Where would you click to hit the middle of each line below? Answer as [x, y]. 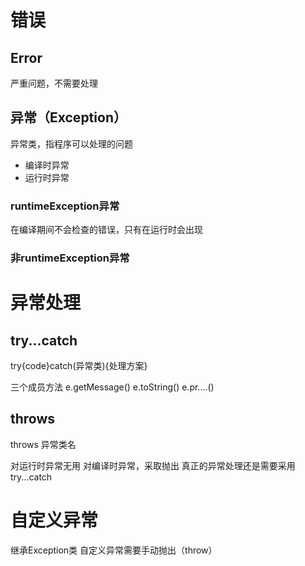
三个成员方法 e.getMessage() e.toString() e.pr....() [112, 387]
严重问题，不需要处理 [54, 83]
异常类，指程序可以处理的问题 [71, 143]
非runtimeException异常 [70, 258]
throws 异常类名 [43, 444]
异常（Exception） [68, 117]
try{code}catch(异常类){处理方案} [79, 366]
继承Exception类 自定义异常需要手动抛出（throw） [114, 550]
